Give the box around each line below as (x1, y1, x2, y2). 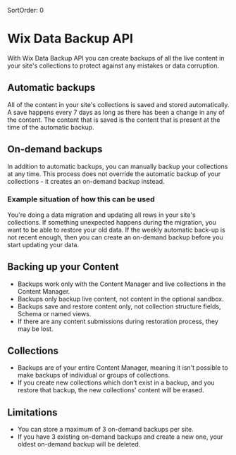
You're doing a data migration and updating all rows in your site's (7, 211, 196, 219)
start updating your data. (7, 240, 80, 249)
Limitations (7, 406, 58, 418)
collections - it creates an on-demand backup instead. (7, 177, 165, 185)
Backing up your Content (7, 261, 119, 273)
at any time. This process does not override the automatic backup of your (7, 169, 221, 178)
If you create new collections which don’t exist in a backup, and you (17, 378, 215, 387)
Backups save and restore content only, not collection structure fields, (17, 302, 221, 311)
